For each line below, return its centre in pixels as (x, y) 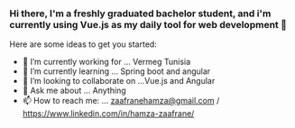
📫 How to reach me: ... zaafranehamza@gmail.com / (121, 101)
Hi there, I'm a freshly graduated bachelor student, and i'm (140, 14)
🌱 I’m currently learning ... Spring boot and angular (116, 71)
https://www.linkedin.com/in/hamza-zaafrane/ (108, 114)
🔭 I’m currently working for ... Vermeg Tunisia (106, 62)
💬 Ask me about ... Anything (74, 91)
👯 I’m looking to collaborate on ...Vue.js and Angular (119, 81)
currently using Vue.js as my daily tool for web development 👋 (148, 24)
